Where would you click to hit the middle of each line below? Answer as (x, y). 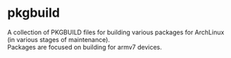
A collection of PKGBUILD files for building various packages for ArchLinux (116, 32)
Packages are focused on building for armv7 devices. (85, 47)
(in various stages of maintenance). (59, 39)
